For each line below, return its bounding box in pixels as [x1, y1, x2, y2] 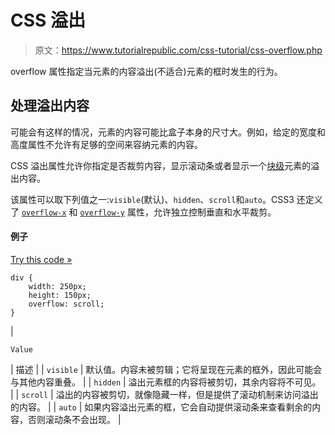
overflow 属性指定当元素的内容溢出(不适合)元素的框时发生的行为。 [10, 65, 283, 77]
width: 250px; [28, 281, 87, 291]
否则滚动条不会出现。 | [27, 413, 122, 425]
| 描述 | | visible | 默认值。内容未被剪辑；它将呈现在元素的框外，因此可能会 [10, 363, 323, 375]
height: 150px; [28, 290, 92, 300]
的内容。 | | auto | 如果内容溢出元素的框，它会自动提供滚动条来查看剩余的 [10, 401, 313, 413]
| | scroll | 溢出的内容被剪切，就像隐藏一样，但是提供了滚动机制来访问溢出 [10, 388, 319, 400]
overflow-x [21, 207, 67, 218]
